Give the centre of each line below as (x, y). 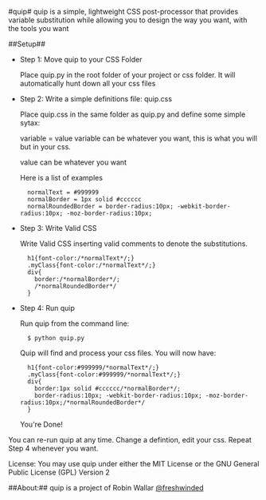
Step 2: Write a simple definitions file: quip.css (96, 99)
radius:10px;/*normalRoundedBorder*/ (82, 403)
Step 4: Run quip (47, 308)
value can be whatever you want (73, 162)
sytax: (30, 123)
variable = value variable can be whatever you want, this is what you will (138, 138)
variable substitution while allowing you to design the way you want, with (128, 20)
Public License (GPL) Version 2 (59, 472)
